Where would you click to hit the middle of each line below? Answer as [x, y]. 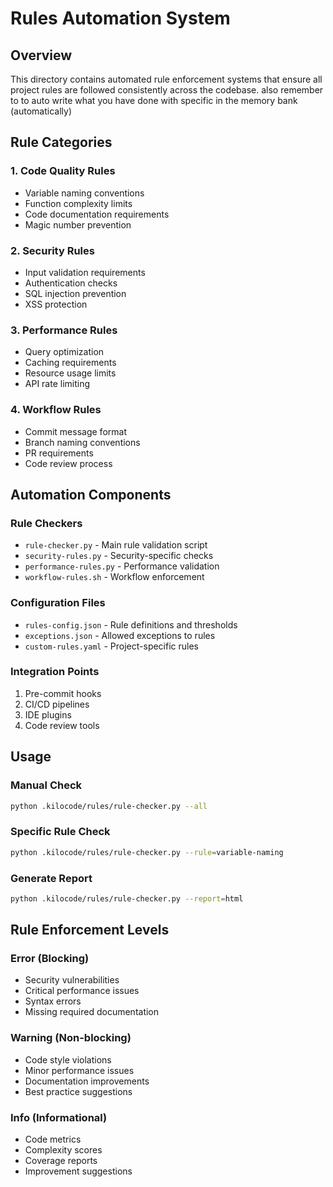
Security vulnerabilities [72, 980]
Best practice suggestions [78, 1091]
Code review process [68, 463]
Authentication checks [71, 283]
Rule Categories [61, 142]
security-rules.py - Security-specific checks [119, 556]
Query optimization [64, 352]
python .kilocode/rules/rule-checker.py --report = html [127, 898]
